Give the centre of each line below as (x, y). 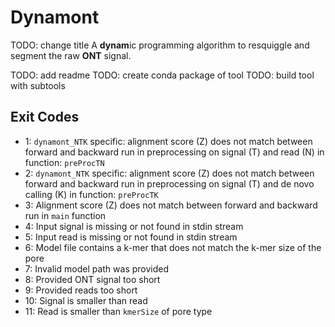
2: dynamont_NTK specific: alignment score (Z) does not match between (169, 173)
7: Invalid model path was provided (97, 268)
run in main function (65, 215)
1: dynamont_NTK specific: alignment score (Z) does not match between (168, 141)
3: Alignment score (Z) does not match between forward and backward (171, 205)
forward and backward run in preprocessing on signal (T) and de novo (169, 183)
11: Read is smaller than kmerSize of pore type (118, 311)
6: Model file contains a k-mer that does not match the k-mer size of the (173, 247)
